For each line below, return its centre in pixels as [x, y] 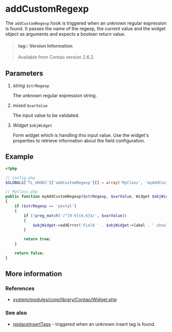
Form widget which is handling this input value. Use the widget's [81, 135]
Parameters [24, 73]
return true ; [38, 239]
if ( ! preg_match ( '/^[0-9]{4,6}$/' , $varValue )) [75, 216]
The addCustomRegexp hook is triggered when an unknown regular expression [86, 23]
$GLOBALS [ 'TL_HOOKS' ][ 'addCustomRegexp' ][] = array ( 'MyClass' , [74, 182]
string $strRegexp [31, 86]
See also [16, 313]
